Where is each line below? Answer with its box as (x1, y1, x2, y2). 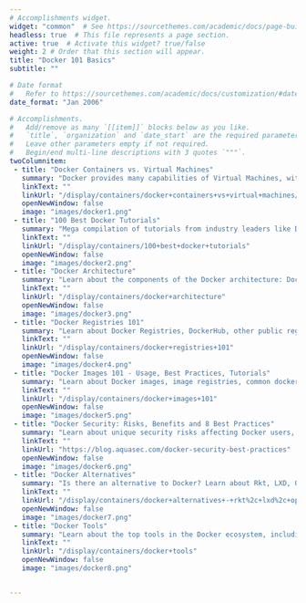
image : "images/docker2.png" (21, 258, 132, 267)
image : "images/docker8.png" (21, 564, 132, 573)
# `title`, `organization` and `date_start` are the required (9, 131, 259, 140)
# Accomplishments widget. (9, 13, 112, 23)
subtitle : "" (9, 65, 59, 74)
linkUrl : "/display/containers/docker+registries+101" (21, 343, 234, 352)
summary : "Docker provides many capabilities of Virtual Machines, (21, 173, 283, 182)
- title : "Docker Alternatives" (13, 471, 137, 480)
